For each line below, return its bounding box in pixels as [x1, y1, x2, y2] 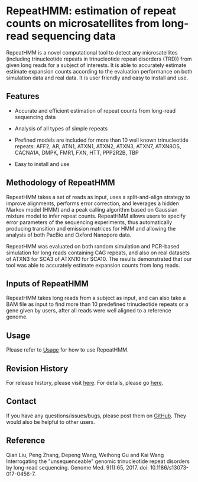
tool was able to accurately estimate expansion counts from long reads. [6, 261, 180, 269]
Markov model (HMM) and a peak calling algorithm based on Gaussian [6, 206, 178, 213]
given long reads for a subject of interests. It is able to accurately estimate [6, 61, 187, 69]
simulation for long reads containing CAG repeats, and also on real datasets [6, 249, 190, 256]
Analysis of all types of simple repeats [14, 125, 108, 132]
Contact [6, 396, 37, 407]
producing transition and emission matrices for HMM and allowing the [6, 225, 176, 232]
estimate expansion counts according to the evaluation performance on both [6, 68, 193, 75]
